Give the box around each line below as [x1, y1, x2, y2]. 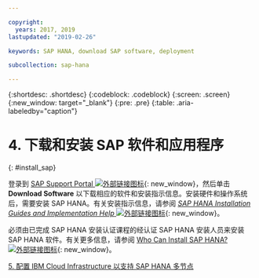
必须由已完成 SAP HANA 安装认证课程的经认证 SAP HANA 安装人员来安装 [8, 225, 245, 235]
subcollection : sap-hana [8, 61, 89, 69]
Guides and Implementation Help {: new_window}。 [8, 209, 224, 218]
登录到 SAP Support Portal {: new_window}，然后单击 [8, 179, 231, 188]
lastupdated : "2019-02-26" [8, 33, 97, 41]
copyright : [8, 18, 44, 26]
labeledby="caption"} [8, 107, 78, 116]
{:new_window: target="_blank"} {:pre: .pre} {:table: [8, 98, 175, 108]
